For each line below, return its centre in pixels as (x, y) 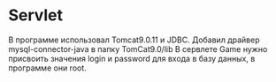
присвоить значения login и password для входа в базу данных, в (132, 58)
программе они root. (48, 68)
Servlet (36, 15)
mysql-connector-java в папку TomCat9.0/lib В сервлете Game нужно (138, 48)
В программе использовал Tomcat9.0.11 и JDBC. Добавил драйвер (134, 40)
